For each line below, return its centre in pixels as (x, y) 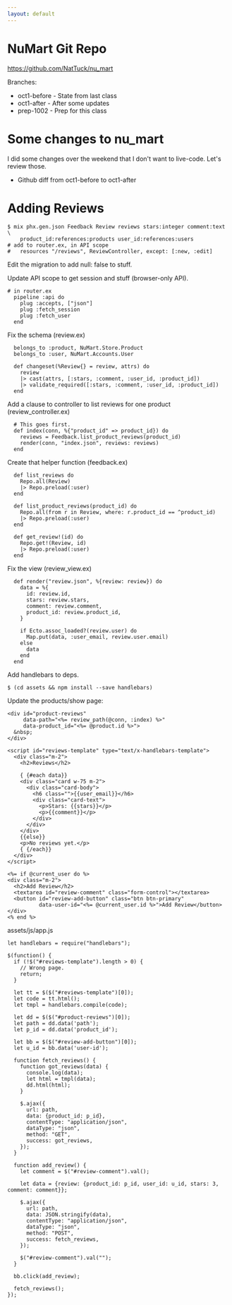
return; (31, 974)
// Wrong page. (42, 968)
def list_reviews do (44, 476)
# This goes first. (42, 425)
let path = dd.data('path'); (56, 1024)
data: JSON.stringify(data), (69, 1215)
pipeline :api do (39, 298)
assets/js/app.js (30, 931)
